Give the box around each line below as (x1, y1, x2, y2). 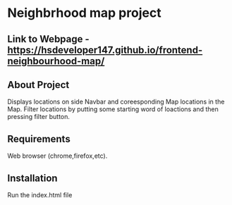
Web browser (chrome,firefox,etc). (7, 151, 108, 160)
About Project (7, 79, 70, 91)
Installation (7, 172, 58, 184)
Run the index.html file (7, 191, 73, 199)
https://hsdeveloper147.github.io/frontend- (7, 44, 203, 56)
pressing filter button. (7, 113, 71, 121)
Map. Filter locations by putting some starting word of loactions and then (7, 105, 219, 113)
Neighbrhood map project (7, 5, 161, 21)
